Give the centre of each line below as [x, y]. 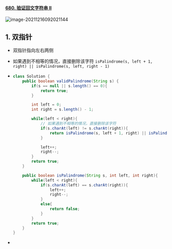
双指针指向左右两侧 [33, 50]
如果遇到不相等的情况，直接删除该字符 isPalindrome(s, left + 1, [83, 61]
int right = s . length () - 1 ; [63, 110]
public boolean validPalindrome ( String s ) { [71, 81]
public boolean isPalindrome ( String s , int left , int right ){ [90, 175]
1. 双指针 [19, 37]
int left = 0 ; [46, 105]
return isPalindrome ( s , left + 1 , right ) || [98, 133]
